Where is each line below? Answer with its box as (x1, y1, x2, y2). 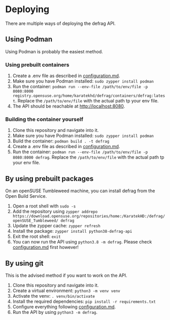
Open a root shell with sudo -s (12, 203, 76, 209)
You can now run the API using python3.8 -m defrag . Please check (12, 239, 152, 245)
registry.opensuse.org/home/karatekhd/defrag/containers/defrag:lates (12, 93, 165, 98)
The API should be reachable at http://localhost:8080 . (12, 103, 125, 110)
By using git (5, 259, 44, 267)
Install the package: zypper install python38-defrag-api (12, 228, 132, 234)
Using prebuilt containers (5, 61, 70, 68)
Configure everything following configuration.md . (12, 303, 116, 310)
